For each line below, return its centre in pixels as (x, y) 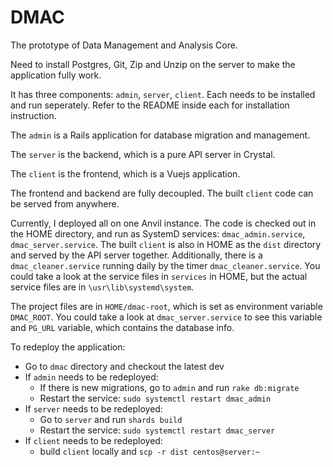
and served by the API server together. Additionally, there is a (136, 255)
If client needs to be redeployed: (93, 440)
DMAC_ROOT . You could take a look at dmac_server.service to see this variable (166, 317)
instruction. (33, 115)
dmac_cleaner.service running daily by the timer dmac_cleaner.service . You (165, 265)
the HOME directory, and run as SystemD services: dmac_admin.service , (158, 233)
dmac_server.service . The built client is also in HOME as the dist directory (166, 244)
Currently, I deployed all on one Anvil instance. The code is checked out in (163, 223)
